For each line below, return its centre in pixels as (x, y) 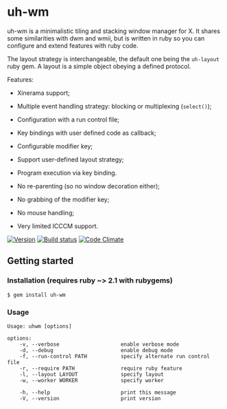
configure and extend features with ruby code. (73, 45)
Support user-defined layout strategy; (71, 159)
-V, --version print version (90, 398)
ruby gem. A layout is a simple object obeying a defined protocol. (99, 66)
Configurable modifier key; (55, 146)
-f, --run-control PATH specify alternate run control (115, 356)
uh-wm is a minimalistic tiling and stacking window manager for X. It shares (114, 31)
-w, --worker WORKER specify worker (92, 380)
